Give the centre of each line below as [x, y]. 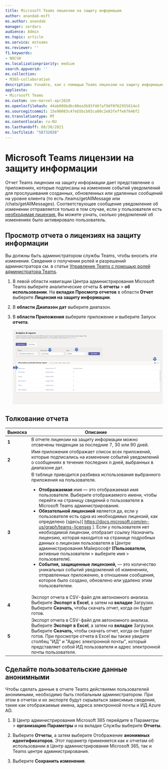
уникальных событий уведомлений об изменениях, [93, 570]
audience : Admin [22, 32]
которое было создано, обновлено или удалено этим [95, 580]
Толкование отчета [37, 418]
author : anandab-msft [28, 16]
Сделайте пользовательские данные [66, 669]
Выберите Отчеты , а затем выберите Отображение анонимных [81, 735]
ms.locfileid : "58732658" [32, 133]
